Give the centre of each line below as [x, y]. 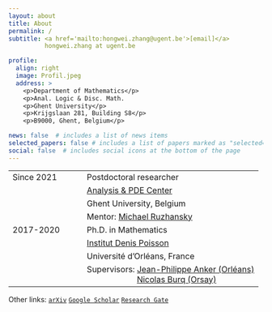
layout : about [32, 16]
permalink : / [30, 31]
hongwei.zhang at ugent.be [90, 46]
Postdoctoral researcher [133, 177]
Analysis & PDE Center [129, 190]
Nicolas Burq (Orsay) [176, 279]
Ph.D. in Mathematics [127, 229]
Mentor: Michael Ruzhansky [139, 216]
